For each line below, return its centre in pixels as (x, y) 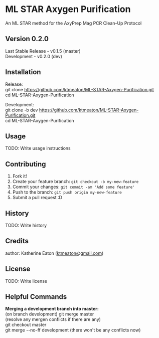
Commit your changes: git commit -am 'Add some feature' (74, 187)
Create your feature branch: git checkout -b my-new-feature (75, 182)
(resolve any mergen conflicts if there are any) (53, 319)
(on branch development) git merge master (50, 314)
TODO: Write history (26, 225)
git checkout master (26, 325)
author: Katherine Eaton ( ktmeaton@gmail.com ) (54, 253)
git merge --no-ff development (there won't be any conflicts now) (73, 330)
